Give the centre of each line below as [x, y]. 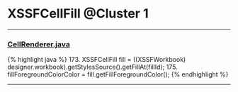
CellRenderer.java [39, 44]
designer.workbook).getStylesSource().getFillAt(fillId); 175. [93, 67]
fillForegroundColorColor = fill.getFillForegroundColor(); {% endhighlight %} [118, 74]
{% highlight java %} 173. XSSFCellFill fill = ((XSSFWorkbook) [97, 60]
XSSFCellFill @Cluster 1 [78, 14]
